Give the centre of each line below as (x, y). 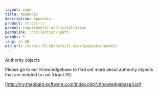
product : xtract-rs (25, 23)
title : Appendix (22, 14)
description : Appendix (28, 19)
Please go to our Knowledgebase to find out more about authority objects (79, 69)
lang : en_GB (17, 42)
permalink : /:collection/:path (37, 32)
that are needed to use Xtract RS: (39, 74)
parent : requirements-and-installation (46, 28)
